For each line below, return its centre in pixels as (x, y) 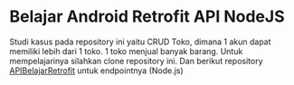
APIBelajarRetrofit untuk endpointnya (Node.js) (96, 71)
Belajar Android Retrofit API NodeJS (147, 17)
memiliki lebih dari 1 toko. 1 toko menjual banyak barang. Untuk (126, 51)
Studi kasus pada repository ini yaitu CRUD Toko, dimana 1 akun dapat (140, 42)
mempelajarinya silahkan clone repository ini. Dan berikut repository (137, 61)
